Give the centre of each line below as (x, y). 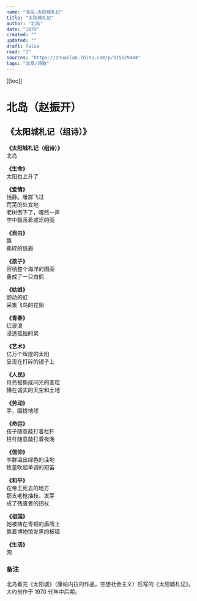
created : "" (21, 35)
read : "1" (19, 52)
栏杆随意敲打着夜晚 (31, 439)
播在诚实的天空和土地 (33, 390)
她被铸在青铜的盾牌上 (33, 524)
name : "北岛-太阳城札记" (35, 12)
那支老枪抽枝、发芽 (31, 495)
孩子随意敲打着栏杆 (31, 431)
